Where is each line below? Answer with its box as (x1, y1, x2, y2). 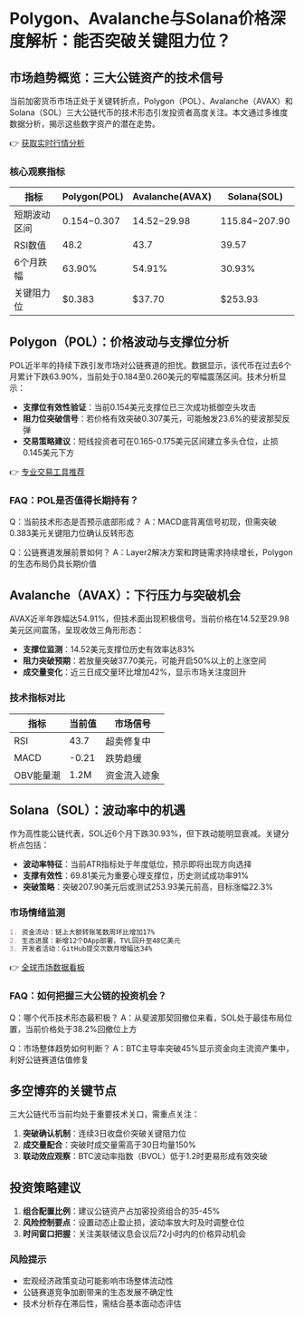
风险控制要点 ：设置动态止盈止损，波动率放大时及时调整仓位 (22, 1217, 245, 1228)
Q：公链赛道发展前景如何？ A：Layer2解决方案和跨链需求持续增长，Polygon (9, 547, 294, 558)
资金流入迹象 (105, 768, 160, 781)
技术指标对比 (9, 691, 66, 704)
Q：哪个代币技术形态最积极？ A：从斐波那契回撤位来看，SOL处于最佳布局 (9, 1012, 285, 1023)
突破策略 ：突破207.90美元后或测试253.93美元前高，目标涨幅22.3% (22, 882, 274, 893)
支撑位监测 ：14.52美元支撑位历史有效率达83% (22, 644, 195, 655)
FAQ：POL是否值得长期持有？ (9, 494, 139, 507)
